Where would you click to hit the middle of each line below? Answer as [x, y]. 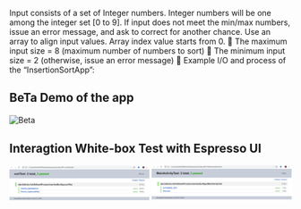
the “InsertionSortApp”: [52, 70]
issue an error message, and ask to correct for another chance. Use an [140, 32]
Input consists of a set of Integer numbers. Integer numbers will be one [140, 13]
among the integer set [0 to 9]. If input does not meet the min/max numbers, [150, 22]
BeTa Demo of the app [72, 98]
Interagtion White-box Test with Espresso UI [135, 148]
